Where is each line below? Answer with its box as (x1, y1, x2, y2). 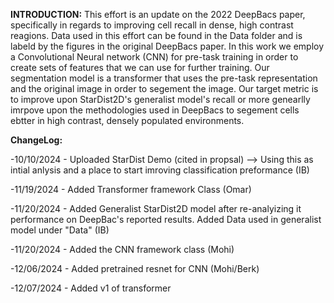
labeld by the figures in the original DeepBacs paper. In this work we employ (10, 40, 325, 52)
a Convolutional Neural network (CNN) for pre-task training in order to (10, 51, 299, 63)
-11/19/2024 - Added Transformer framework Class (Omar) (10, 184, 252, 195)
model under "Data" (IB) (10, 224, 110, 236)
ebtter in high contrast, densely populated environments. (10, 115, 245, 126)
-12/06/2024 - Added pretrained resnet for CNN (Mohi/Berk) (10, 263, 260, 274)
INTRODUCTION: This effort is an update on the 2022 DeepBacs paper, (10, 9, 306, 20)
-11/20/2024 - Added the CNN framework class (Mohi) (10, 244, 235, 255)
